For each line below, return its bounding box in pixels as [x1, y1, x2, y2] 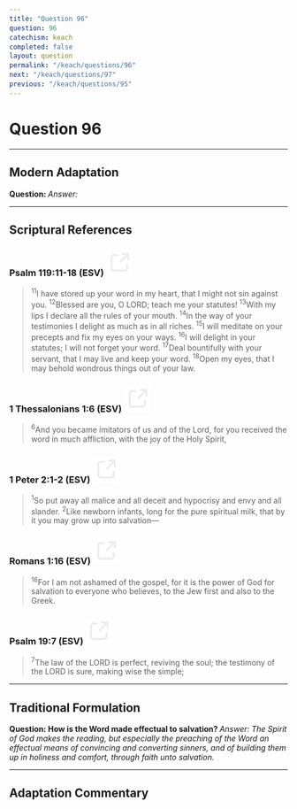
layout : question [9, 51, 73, 61]
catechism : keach [9, 33, 73, 42]
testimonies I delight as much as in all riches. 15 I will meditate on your [30, 320, 283, 331]
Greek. [30, 596, 56, 606]
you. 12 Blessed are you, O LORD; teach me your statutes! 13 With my [30, 297, 277, 310]
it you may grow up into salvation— [30, 515, 160, 526]
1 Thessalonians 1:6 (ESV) [9, 403, 122, 415]
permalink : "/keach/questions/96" [9, 61, 137, 70]
